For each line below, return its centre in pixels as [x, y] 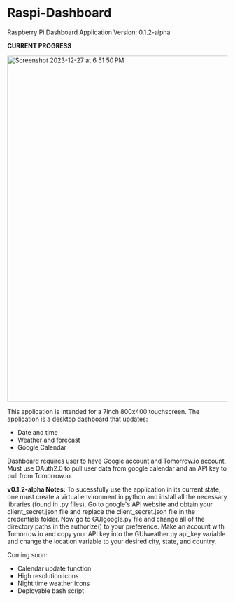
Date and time [37, 432]
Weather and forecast [49, 440]
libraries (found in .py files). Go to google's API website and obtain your [110, 504]
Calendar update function [54, 568]
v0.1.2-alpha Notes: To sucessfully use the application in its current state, [114, 489]
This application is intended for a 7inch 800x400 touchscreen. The [104, 411]
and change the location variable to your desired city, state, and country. [112, 541]
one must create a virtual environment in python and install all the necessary [117, 496]
